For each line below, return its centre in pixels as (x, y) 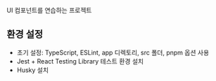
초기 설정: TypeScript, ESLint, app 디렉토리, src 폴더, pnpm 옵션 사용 (113, 52)
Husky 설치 (33, 70)
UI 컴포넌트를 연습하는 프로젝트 (49, 10)
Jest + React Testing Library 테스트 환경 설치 (80, 61)
